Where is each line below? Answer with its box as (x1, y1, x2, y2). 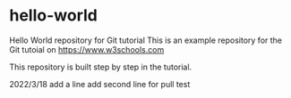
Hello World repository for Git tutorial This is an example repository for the (9, 35, 283, 45)
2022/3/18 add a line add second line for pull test (9, 78, 191, 89)
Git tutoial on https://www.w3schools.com (9, 44, 165, 54)
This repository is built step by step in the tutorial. (9, 61, 193, 72)
